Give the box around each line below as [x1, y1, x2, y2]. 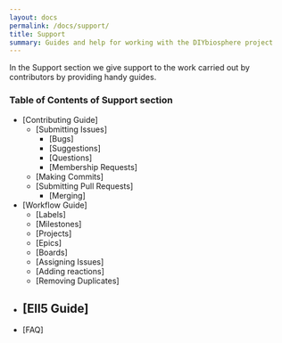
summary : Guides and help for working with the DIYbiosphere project [9, 37, 274, 47]
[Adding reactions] [35, 265, 105, 276]
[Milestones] [35, 218, 82, 229]
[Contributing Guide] [21, 114, 98, 125]
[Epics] [35, 237, 62, 248]
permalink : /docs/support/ [9, 21, 110, 30]
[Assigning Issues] [35, 256, 104, 267]
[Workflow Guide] [21, 200, 87, 210]
